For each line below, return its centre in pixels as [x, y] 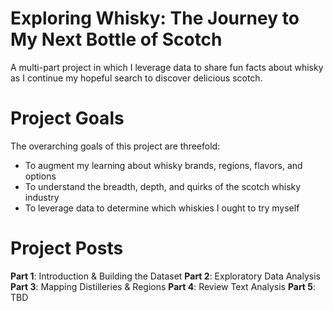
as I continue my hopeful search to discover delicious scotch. [136, 78]
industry [42, 197]
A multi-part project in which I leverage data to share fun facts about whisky [167, 67]
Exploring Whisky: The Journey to [155, 18]
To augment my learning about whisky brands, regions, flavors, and [163, 165]
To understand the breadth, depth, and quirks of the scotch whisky [163, 186]
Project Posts [67, 248]
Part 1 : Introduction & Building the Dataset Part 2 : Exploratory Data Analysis [165, 276]
